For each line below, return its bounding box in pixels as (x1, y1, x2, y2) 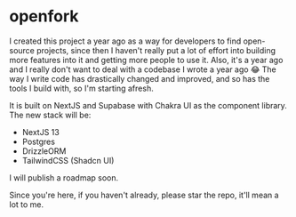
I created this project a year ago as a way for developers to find (9, 36, 242, 46)
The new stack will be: (9, 109, 92, 120)
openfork (9, 6, 79, 27)
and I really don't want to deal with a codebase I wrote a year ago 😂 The (9, 64, 277, 75)
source (9, 44, 36, 55)
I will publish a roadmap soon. (9, 172, 118, 183)
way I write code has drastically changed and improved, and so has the (9, 73, 270, 84)
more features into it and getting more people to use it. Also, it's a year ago (9, 54, 284, 65)
